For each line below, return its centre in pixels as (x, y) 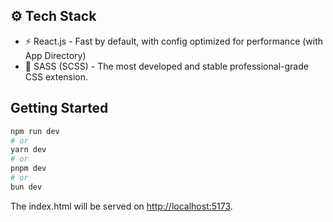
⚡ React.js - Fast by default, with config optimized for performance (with (174, 41)
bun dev (26, 187)
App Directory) (55, 55)
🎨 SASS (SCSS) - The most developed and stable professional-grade (166, 66)
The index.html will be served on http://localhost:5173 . (121, 206)
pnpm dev (28, 169)
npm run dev (35, 131)
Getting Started (59, 108)
